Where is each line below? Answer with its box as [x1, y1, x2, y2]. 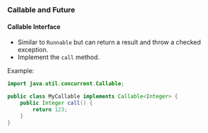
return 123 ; [32, 106, 68, 113]
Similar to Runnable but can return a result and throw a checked [17, 38, 201, 46]
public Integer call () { [20, 99, 93, 106]
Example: [7, 67, 35, 75]
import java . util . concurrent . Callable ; [7, 80, 125, 87]
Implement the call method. [17, 53, 100, 61]
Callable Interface [7, 23, 61, 31]
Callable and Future [7, 5, 75, 15]
